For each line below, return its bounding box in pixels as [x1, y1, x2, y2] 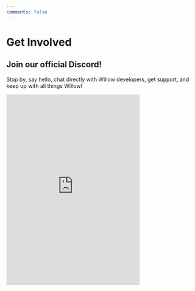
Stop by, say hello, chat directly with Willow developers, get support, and [6, 76, 190, 83]
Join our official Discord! [6, 59, 102, 70]
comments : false [6, 9, 48, 15]
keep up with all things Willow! [6, 82, 83, 89]
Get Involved [6, 35, 72, 49]
